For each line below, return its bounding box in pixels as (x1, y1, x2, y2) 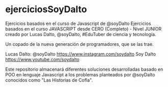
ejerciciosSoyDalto (5, 4, 88, 15)
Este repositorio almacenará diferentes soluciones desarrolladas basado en (5, 66, 163, 72)
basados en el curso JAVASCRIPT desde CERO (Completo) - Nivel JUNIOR (5, 25, 162, 32)
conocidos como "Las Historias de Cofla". (5, 77, 93, 83)
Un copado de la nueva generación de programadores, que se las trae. (5, 41, 154, 47)
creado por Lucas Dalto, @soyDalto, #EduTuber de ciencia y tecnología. (5, 31, 156, 37)
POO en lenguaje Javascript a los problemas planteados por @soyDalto (5, 71, 155, 77)
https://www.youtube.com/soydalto (5, 56, 80, 62)
